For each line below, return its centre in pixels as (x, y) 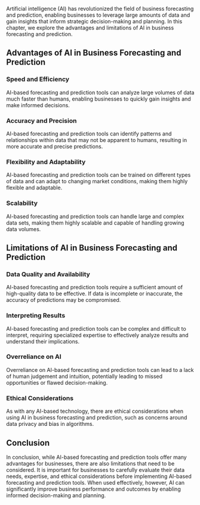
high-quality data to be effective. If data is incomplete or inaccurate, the (95, 294)
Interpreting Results (36, 316)
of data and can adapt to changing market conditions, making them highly (97, 182)
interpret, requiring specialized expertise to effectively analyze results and (98, 335)
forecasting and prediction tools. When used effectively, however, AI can (96, 482)
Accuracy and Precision (41, 120)
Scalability (22, 203)
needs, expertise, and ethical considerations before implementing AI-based (99, 476)
